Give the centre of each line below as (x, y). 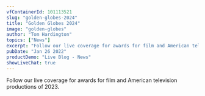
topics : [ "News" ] (28, 40)
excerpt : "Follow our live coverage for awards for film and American (98, 46)
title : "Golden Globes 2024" (43, 23)
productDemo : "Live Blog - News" (49, 57)
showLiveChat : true (31, 63)
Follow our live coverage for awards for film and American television (92, 80)
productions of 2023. (33, 86)
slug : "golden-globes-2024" (42, 18)
